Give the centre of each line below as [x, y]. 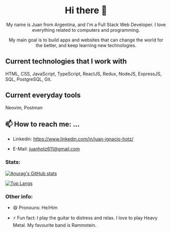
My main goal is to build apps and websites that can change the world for [86, 40]
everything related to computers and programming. [86, 30]
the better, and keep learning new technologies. [86, 45]
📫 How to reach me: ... [43, 124]
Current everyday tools [43, 95]
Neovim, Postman [24, 107]
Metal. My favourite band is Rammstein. [55, 225]
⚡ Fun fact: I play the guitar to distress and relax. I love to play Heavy [85, 218]
